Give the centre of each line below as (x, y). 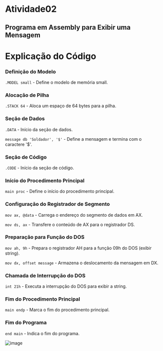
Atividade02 (31, 9)
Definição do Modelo (31, 72)
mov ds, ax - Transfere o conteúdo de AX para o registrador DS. (70, 224)
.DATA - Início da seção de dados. (39, 129)
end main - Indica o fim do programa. (42, 333)
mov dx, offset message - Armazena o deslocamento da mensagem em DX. (82, 263)
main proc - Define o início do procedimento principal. (60, 192)
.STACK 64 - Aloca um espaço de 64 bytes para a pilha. (61, 106)
